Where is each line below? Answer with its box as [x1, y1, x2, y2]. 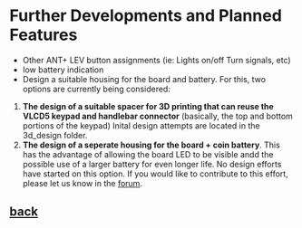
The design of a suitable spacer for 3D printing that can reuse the [22, 100, 274, 111]
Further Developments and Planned [9, 5, 283, 26]
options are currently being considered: [22, 83, 170, 94]
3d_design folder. [22, 129, 88, 140]
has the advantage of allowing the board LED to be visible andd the [22, 148, 274, 159]
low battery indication [22, 64, 104, 75]
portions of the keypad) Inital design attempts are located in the [22, 119, 260, 131]
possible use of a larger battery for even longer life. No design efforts [22, 158, 282, 169]
